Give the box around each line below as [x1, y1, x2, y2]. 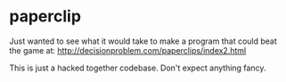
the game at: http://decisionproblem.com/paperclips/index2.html [9, 45, 247, 55]
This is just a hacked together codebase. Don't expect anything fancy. [9, 62, 266, 73]
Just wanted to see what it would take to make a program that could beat [9, 36, 278, 46]
